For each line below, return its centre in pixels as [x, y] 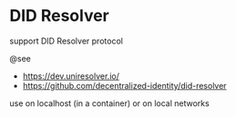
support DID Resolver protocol [66, 41]
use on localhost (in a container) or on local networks [109, 103]
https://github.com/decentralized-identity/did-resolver [124, 85]
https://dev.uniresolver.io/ [71, 76]
